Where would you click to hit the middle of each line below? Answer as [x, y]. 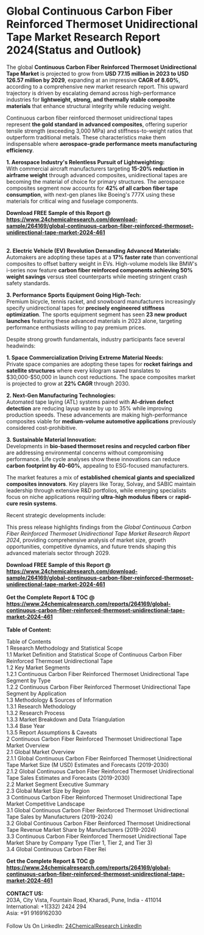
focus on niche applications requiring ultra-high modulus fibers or [90, 497]
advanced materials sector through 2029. [58, 553]
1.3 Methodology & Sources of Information [59, 700]
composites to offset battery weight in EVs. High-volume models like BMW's [102, 263]
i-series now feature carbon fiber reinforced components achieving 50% [100, 270]
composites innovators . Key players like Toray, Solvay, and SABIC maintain [101, 484]
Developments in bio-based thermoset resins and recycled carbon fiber [98, 446]
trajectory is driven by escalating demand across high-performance [91, 93]
